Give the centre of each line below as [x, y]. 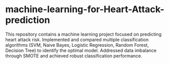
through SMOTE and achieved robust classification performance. [74, 56]
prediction [28, 20]
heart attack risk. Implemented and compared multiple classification [77, 40]
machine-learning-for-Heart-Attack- [85, 9]
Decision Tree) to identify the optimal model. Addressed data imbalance [81, 50]
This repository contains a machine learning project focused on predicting [83, 34]
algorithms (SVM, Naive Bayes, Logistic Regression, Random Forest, [77, 45]
